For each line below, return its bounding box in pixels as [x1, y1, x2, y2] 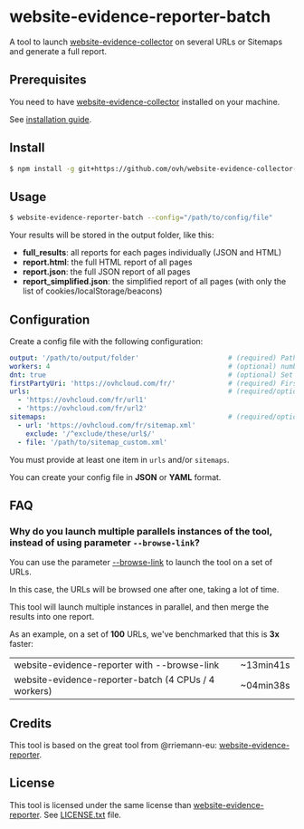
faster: [9, 639, 34, 650]
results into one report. [9, 612, 95, 622]
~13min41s [240, 659, 290, 671]
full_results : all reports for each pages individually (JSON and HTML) [22, 247, 282, 258]
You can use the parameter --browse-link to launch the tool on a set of [9, 557, 273, 568]
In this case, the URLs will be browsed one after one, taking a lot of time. [9, 584, 280, 595]
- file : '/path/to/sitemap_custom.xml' [17, 438, 168, 447]
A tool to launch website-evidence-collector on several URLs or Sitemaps [9, 36, 283, 47]
